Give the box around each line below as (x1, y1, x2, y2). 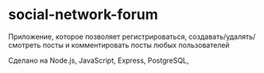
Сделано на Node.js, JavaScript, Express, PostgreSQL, (8, 56, 189, 65)
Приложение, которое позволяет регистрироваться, (8, 32, 187, 41)
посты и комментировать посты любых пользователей (42, 40, 230, 49)
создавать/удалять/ (188, 32, 256, 41)
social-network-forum (8, 6, 159, 24)
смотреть (8, 40, 41, 49)
